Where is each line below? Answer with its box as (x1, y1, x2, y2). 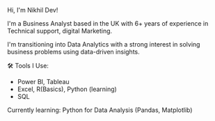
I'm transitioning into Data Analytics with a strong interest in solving (7, 40, 200, 48)
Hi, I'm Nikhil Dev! (7, 6, 58, 14)
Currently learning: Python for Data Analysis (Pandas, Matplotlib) (7, 106, 193, 114)
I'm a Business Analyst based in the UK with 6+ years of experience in (7, 19, 209, 27)
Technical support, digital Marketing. (7, 27, 113, 35)
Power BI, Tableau (17, 78, 70, 86)
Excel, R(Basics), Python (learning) (17, 85, 117, 93)
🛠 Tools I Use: (7, 62, 49, 70)
